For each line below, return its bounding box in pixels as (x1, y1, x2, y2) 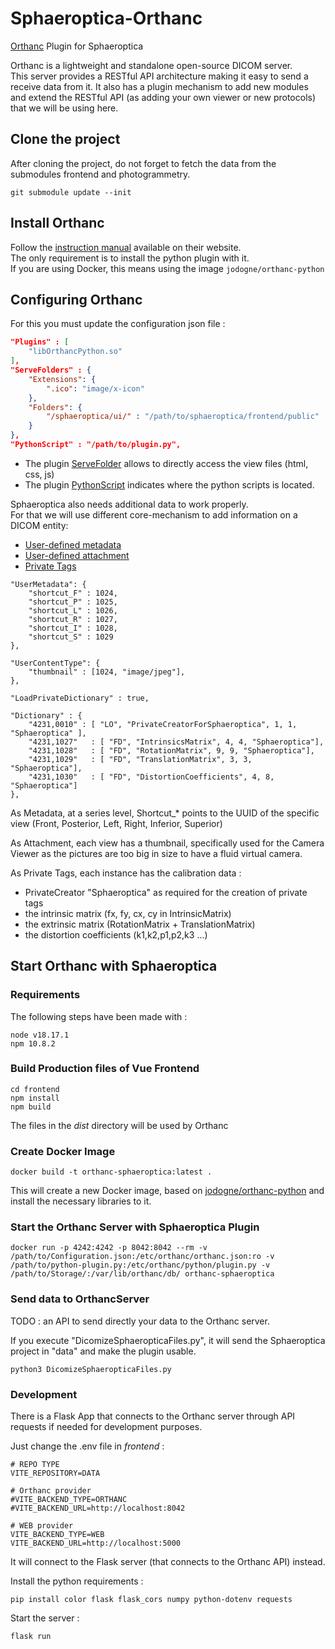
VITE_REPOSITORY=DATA (10, 1468, 101, 1479)
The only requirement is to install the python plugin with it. (10, 252, 250, 264)
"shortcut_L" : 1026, (28, 605, 118, 616)
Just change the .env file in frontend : (10, 1440, 165, 1452)
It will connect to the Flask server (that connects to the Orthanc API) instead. (10, 1556, 326, 1568)
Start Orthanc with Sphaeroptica (10, 958, 218, 975)
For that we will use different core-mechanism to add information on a (10, 508, 298, 521)
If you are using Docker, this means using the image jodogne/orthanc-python (10, 262, 325, 274)
